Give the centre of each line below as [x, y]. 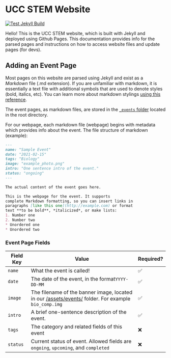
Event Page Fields [28, 242]
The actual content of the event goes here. [53, 187]
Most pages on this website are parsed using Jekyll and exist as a [74, 78]
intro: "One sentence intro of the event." [52, 169]
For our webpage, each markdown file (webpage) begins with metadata [80, 125]
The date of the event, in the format [73, 279]
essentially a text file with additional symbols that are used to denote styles [84, 89]
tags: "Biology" [22, 159]
